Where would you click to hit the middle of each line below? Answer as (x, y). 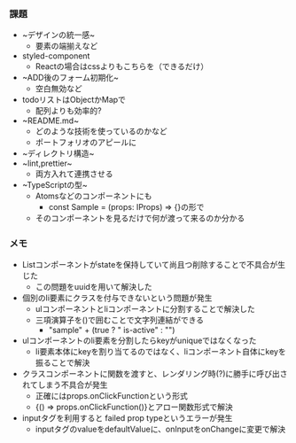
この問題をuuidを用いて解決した (93, 286)
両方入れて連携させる (74, 174)
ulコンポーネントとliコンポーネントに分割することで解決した (145, 308)
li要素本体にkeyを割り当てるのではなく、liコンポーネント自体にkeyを (160, 351)
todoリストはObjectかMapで (74, 100)
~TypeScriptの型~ (55, 185)
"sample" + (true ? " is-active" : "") (112, 330)
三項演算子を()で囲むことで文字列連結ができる (120, 320)
